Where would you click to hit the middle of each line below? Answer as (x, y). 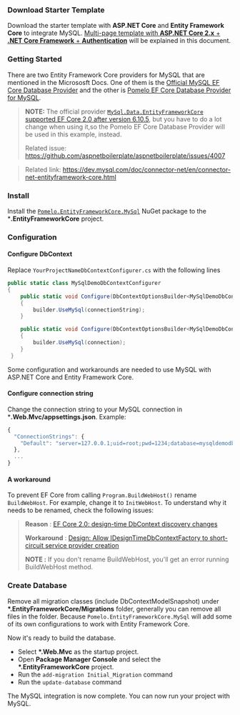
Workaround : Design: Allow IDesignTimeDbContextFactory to (116, 538)
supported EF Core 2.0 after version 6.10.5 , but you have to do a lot (123, 119)
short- (219, 538)
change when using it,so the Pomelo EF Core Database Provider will (125, 126)
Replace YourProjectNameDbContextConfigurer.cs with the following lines (114, 270)
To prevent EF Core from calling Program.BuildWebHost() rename (102, 495)
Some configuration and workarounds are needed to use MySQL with (109, 369)
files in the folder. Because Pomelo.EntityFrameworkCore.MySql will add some (120, 616)
